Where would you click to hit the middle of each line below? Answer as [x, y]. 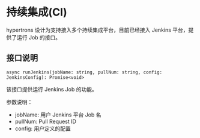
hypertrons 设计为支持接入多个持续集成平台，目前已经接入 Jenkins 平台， [97, 30]
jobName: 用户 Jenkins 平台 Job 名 [58, 115]
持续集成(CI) [37, 12]
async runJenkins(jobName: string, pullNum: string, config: [84, 72]
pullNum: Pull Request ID [46, 121]
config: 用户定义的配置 [43, 128]
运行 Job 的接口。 [39, 37]
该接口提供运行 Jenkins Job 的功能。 [52, 89]
